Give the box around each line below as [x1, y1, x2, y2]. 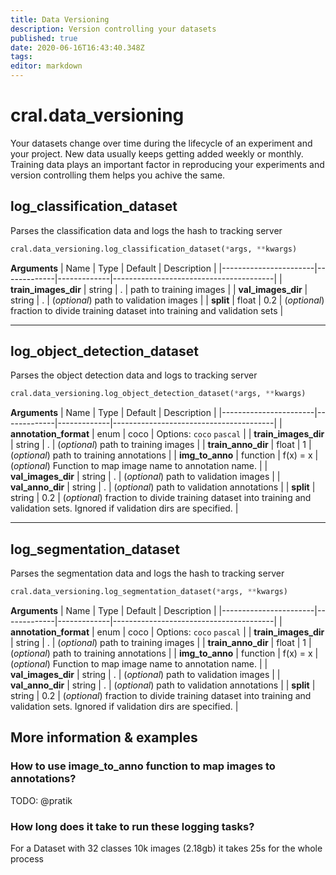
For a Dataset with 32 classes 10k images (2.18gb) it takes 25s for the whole [10, 842, 323, 854]
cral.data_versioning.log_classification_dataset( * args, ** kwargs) [10, 244, 298, 254]
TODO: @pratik [10, 794, 73, 806]
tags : [10, 52, 33, 62]
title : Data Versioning [10, 14, 110, 25]
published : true [10, 33, 78, 43]
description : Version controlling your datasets [10, 24, 217, 34]
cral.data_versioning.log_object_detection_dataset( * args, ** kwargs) [10, 389, 307, 399]
